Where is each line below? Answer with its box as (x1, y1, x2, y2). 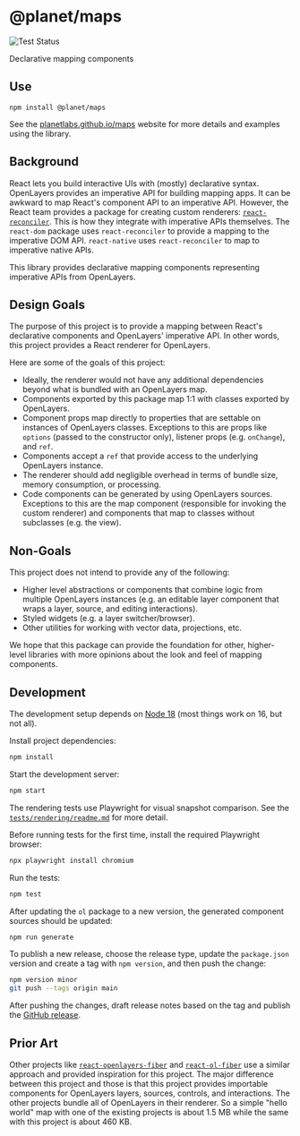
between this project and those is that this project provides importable (9, 1078, 269, 1089)
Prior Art (9, 1036, 58, 1051)
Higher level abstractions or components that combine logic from (21, 585, 263, 595)
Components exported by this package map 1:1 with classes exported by (21, 394, 290, 405)
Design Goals (9, 297, 85, 312)
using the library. (9, 128, 72, 139)
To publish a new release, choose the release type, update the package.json (9, 949, 289, 960)
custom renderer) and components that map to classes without (21, 508, 255, 518)
